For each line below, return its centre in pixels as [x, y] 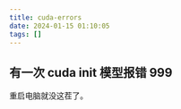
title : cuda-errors [46, 17]
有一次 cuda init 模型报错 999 [91, 72]
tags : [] [26, 34]
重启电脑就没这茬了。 [48, 96]
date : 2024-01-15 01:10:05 [60, 26]
